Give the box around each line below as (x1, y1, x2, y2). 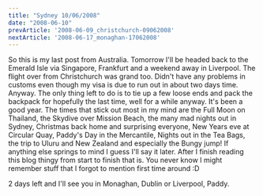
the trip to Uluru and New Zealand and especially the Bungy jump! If (8, 139, 229, 148)
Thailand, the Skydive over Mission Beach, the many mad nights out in (8, 113, 237, 123)
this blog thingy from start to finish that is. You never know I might (8, 155, 223, 165)
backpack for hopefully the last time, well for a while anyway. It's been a (8, 97, 243, 106)
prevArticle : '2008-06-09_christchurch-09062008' (8, 26, 175, 34)
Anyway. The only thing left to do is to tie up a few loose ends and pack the (8, 88, 253, 98)
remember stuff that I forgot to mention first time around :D (8, 164, 200, 173)
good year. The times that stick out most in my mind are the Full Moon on (8, 105, 246, 115)
